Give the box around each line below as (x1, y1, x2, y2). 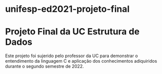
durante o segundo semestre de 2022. (5, 63, 84, 70)
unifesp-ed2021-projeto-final (5, 3, 130, 15)
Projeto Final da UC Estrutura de (5, 26, 140, 37)
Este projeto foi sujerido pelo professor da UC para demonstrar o (5, 53, 138, 59)
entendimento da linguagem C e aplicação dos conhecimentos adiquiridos (5, 58, 158, 64)
